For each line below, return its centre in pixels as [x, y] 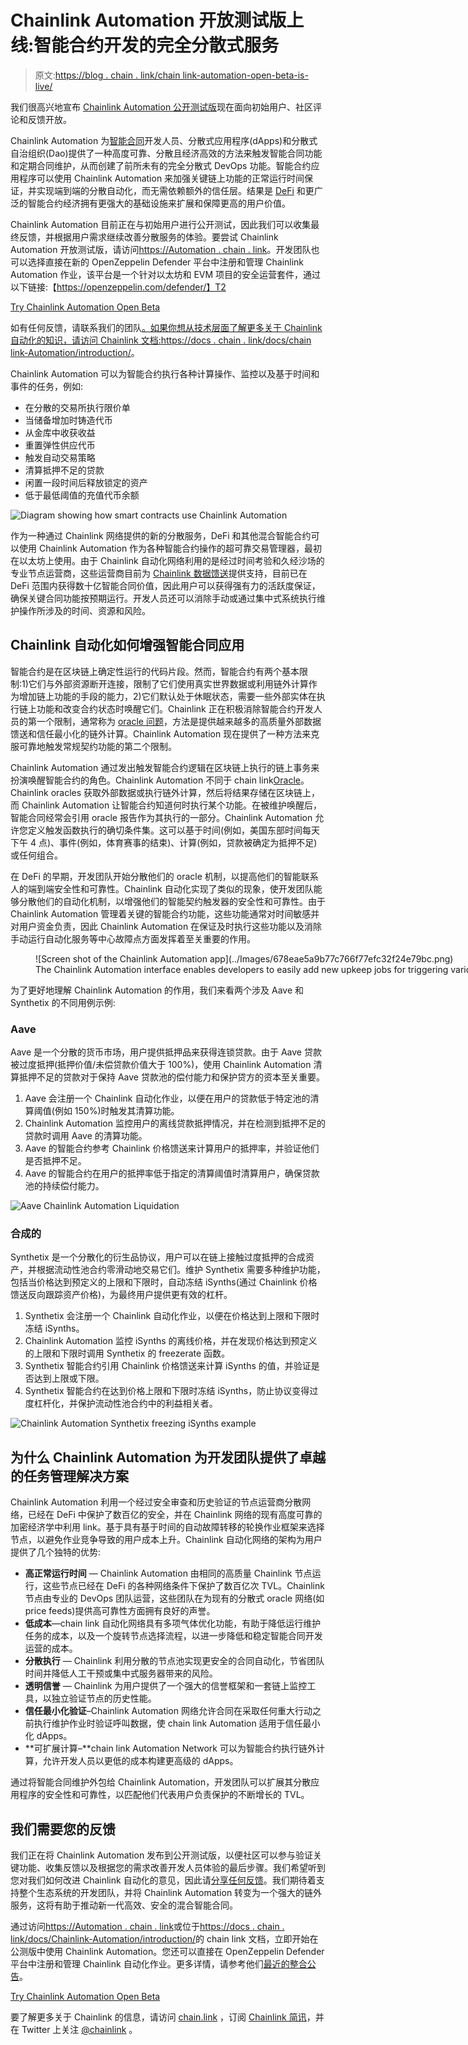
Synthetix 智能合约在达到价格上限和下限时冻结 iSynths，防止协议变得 [167, 1391]
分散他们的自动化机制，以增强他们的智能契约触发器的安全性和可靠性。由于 [172, 901]
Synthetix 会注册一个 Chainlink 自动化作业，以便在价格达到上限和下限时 [172, 1316]
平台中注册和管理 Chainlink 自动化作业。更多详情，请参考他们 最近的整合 [159, 1963]
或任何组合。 [36, 855]
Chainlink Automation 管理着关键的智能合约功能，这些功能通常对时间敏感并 [165, 913]
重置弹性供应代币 [60, 445]
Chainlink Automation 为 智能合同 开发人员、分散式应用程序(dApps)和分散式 [164, 140]
